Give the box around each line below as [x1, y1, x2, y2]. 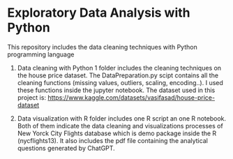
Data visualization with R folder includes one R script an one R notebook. [17, 114, 227, 123]
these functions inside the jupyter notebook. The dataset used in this [17, 86, 216, 94]
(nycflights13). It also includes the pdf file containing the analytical [17, 136, 208, 144]
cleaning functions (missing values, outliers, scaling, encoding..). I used [17, 78, 223, 86]
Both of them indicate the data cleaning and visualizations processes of [17, 121, 223, 130]
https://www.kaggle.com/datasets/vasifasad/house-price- [47, 93, 215, 102]
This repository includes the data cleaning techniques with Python [7, 43, 197, 51]
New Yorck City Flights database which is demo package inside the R [17, 129, 217, 137]
